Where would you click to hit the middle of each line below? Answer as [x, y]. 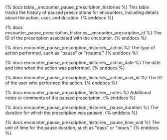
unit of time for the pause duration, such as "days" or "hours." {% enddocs [82, 128]
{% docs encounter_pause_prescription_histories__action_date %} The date [83, 63]
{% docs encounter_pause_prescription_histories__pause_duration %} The [82, 107]
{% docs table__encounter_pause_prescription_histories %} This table [77, 7]
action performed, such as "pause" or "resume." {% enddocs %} [72, 53]
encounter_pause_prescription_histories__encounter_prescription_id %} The [83, 33]
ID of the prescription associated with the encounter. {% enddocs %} [76, 38]
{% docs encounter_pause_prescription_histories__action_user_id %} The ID [83, 77]
